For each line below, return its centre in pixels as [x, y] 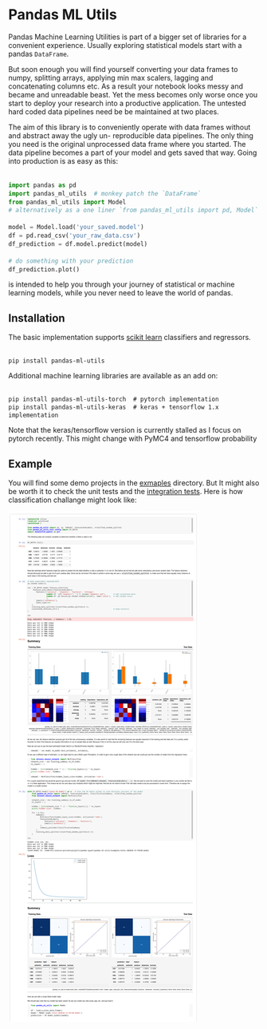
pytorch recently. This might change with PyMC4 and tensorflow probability [133, 439]
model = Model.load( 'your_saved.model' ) [77, 228]
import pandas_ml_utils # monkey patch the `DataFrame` [105, 193]
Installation [37, 318]
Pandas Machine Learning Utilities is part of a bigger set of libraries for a [128, 37]
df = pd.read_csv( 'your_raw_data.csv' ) [75, 236]
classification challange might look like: [73, 500]
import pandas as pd [43, 185]
